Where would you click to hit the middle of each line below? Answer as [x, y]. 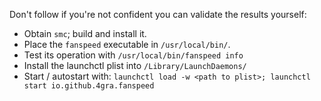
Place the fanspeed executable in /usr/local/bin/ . [127, 44]
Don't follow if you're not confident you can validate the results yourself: [158, 14]
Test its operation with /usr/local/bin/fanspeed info [133, 55]
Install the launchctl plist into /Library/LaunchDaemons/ [135, 65]
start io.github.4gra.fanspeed [89, 86]
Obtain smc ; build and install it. [85, 33]
